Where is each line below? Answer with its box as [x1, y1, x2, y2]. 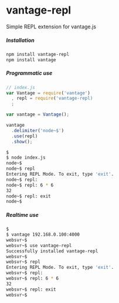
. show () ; [11, 139, 33, 144]
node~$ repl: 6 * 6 [6, 182, 54, 188]
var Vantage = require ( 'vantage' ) [6, 90, 91, 96]
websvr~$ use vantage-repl [6, 242, 72, 248]
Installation [6, 37, 35, 44]
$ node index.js [6, 154, 46, 161]
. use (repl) [11, 133, 38, 139]
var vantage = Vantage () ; [6, 111, 69, 118]
